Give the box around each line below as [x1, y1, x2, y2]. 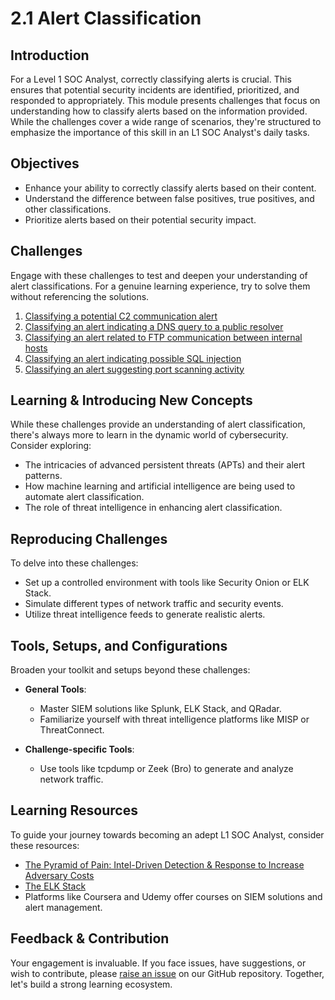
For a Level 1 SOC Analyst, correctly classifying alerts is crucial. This [10, 73, 292, 85]
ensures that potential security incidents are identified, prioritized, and [10, 84, 300, 96]
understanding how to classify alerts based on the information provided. [10, 105, 308, 117]
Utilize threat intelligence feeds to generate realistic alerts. [24, 608, 266, 621]
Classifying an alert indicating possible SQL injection [24, 352, 242, 364]
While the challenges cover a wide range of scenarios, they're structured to [10, 116, 322, 127]
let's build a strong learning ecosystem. [10, 978, 173, 990]
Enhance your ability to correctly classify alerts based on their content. [24, 182, 317, 194]
